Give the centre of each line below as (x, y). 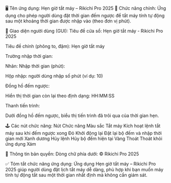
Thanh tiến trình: (22, 106)
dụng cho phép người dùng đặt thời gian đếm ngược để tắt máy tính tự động (85, 16)
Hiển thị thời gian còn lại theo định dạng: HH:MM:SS (60, 96)
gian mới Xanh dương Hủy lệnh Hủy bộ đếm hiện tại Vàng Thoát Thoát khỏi (84, 139)
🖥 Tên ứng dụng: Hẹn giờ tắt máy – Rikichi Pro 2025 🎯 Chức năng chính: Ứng (86, 8)
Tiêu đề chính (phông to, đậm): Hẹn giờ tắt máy (55, 46)
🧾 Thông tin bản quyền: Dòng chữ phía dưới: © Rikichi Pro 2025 (72, 154)
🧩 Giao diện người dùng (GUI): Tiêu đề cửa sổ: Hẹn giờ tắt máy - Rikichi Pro (84, 31)
